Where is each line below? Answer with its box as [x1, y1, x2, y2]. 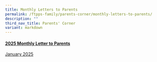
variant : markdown [5, 25, 43, 30]
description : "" [5, 16, 38, 21]
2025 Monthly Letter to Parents [5, 40, 70, 46]
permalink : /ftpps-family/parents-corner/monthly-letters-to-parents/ [5, 12, 153, 17]
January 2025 [5, 51, 33, 57]
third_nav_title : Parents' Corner [5, 21, 76, 26]
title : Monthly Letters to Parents [5, 7, 78, 12]
